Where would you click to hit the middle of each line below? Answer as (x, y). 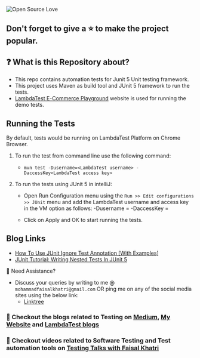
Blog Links (26, 239)
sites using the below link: (47, 295)
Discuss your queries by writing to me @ (65, 282)
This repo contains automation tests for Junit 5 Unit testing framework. (102, 79)
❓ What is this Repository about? (68, 62)
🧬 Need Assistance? (31, 271)
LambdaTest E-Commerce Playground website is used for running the (100, 98)
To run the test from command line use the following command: (93, 156)
